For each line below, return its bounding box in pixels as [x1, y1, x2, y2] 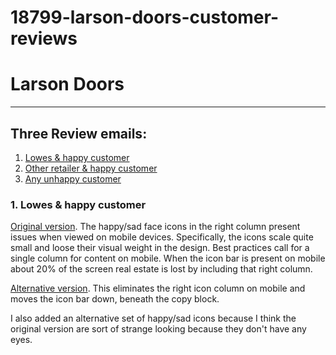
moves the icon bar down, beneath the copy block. [10, 293, 220, 305]
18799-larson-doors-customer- [10, 6, 280, 29]
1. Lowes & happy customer [10, 197, 147, 211]
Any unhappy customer [24, 172, 122, 185]
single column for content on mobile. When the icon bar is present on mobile [10, 252, 326, 265]
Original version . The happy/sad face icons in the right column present [10, 221, 301, 233]
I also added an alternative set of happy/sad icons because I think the [10, 312, 297, 325]
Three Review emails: [10, 125, 148, 142]
